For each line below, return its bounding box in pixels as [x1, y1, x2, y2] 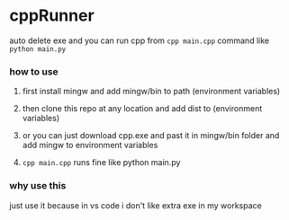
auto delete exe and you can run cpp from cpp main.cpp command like [9, 35, 270, 46]
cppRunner [9, 5, 95, 26]
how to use [9, 65, 59, 77]
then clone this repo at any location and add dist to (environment [22, 103, 263, 114]
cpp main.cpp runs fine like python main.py [22, 157, 181, 168]
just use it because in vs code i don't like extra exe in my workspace [9, 199, 263, 211]
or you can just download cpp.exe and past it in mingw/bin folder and [22, 130, 280, 141]
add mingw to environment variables [22, 140, 158, 151]
